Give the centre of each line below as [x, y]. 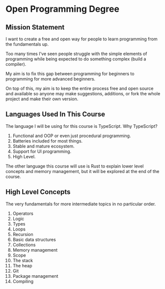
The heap [22, 265]
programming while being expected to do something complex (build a [76, 59]
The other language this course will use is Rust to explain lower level [75, 166]
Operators [23, 213]
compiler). [16, 64]
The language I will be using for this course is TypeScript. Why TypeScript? [82, 126]
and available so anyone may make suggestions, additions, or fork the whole [83, 94]
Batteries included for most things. [48, 141]
